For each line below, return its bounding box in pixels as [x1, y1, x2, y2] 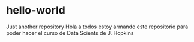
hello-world [6, 4, 66, 17]
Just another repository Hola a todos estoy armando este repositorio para [6, 23, 189, 30]
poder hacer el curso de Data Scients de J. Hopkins [6, 29, 134, 36]
